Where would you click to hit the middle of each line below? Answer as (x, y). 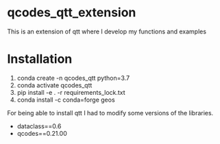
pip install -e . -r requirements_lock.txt (71, 92)
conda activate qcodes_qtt (54, 85)
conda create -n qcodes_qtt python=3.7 (73, 78)
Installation (40, 59)
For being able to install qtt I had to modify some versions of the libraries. (110, 113)
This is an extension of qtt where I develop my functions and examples (107, 31)
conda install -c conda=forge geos (66, 100)
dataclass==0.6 (39, 126)
